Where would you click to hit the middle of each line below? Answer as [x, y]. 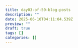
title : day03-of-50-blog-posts [38, 10]
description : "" [22, 14]
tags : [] [14, 33]
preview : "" [18, 24]
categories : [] [21, 38]
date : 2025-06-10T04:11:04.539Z [39, 19]
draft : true [18, 28]
